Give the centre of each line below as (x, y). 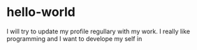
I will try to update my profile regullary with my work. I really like (98, 31)
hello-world (41, 12)
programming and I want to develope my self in (74, 38)
